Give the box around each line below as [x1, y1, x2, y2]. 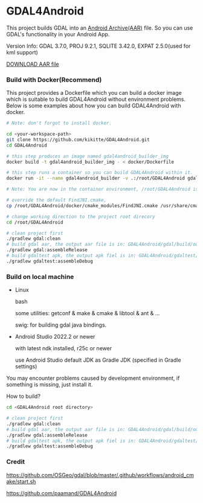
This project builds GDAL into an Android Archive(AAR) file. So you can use [6, 24, 193, 31]
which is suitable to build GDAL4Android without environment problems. [6, 95, 186, 103]
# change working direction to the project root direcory [6, 213, 155, 220]
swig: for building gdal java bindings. [14, 321, 107, 328]
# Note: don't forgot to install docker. [6, 120, 112, 126]
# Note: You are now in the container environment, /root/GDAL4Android [6, 186, 190, 193]
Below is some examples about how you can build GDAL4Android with [6, 102, 181, 109]
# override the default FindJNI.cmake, [6, 197, 107, 203]
